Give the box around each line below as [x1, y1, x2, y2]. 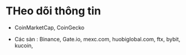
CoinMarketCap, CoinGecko [14, 24, 85, 31]
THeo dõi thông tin [5, 4, 101, 18]
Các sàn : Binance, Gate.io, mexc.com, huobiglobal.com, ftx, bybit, [14, 35, 181, 42]
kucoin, [14, 42, 33, 49]
